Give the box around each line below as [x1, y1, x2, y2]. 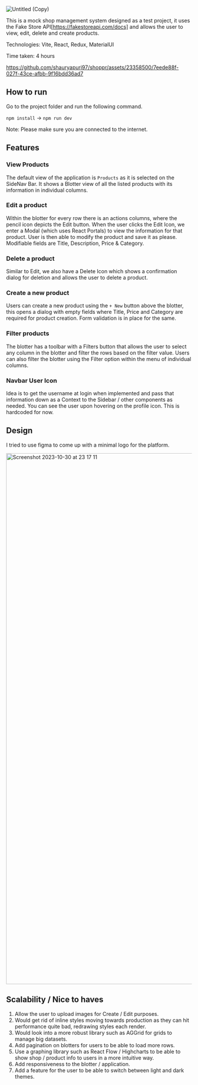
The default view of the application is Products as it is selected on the [6, 174, 175, 181]
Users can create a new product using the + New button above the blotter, [6, 302, 184, 309]
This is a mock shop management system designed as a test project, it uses [6, 17, 190, 24]
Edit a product [6, 201, 47, 209]
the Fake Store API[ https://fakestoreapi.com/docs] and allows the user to [6, 24, 184, 30]
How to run [6, 87, 48, 97]
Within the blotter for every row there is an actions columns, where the [6, 214, 178, 221]
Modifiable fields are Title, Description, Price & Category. [6, 240, 144, 247]
